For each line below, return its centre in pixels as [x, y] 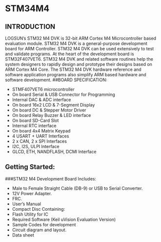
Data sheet [23, 235]
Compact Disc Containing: [38, 209]
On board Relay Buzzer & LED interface [51, 115]
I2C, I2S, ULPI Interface [36, 146]
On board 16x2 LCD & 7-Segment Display [53, 105]
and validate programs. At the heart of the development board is [70, 54]
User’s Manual [27, 204]
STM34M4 [27, 9]
